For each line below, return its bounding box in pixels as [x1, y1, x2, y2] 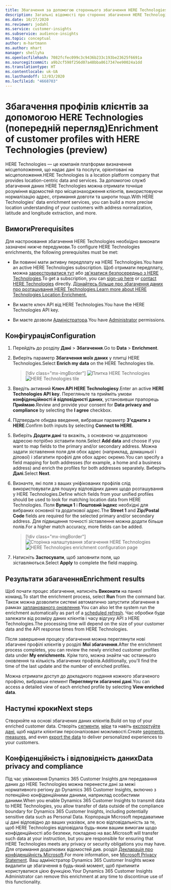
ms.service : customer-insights [5, 27, 72, 32]
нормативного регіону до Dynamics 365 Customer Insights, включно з [5, 786, 157, 792]
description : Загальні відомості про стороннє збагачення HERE [5, 12, 142, 17]
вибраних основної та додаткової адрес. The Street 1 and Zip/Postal [12, 508, 159, 514]
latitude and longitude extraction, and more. [5, 210, 97, 216]
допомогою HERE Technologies [5, 111, 144, 123]
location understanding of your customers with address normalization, [5, 204, 153, 210]
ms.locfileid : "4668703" [5, 79, 58, 84]
